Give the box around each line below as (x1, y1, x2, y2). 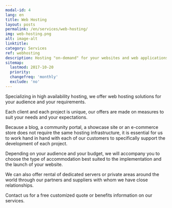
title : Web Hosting (5, 17, 47, 22)
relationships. (5, 182, 34, 188)
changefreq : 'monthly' (10, 74, 58, 80)
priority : (10, 70, 31, 75)
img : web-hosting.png (5, 31, 52, 36)
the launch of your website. (5, 161, 63, 167)
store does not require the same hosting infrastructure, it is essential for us (5, 129, 163, 136)
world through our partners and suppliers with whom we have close (5, 177, 148, 183)
